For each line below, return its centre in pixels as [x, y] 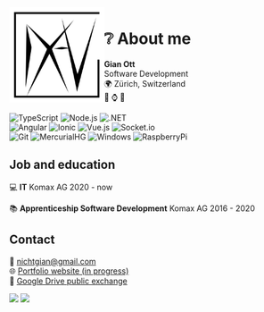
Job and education [62, 165]
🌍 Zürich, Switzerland [144, 83]
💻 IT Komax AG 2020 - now [61, 187]
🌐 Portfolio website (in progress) [69, 271]
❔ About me [148, 39]
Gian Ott [120, 63]
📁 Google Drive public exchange [68, 281]
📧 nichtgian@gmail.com [53, 261]
